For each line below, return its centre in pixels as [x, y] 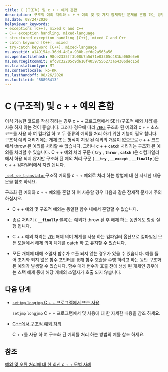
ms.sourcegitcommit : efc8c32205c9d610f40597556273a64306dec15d [72, 61]
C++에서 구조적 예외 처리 [37, 324]
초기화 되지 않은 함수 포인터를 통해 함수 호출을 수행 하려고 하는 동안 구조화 [90, 260]
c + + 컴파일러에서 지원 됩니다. [35, 164]
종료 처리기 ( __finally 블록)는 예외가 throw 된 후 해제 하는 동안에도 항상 [84, 220]
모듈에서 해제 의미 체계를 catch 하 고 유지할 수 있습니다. [72, 243]
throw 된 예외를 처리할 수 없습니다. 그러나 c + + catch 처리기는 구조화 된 [85, 146]
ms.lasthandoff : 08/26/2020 [34, 75]
